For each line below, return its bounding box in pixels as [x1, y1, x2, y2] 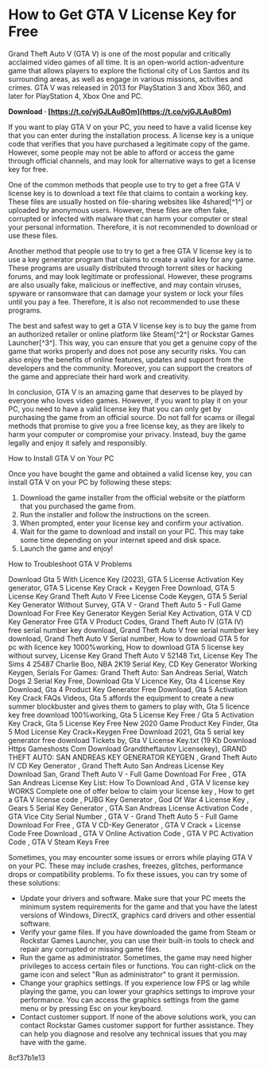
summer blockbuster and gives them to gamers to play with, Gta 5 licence [8, 702, 250, 711]
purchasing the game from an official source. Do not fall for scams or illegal [8, 412, 255, 422]
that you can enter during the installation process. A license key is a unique [8, 130, 254, 140]
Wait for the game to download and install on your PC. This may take [19, 526, 245, 536]
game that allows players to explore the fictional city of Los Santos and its [8, 65, 250, 75]
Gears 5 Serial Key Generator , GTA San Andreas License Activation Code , [8, 803, 253, 812]
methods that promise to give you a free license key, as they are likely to [8, 421, 245, 430]
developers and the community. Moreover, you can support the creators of [8, 363, 253, 372]
